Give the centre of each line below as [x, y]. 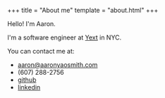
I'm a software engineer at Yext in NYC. [65, 37]
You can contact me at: [41, 51]
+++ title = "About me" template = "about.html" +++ [83, 10]
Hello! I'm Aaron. [32, 24]
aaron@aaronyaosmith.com [57, 65]
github [27, 80]
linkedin [29, 87]
